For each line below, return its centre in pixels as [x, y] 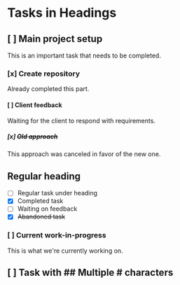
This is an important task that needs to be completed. [84, 55]
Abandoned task [41, 217]
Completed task [40, 201]
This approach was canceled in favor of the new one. [84, 154]
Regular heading [44, 176]
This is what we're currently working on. [65, 251]
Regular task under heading [57, 193]
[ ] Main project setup [55, 39]
